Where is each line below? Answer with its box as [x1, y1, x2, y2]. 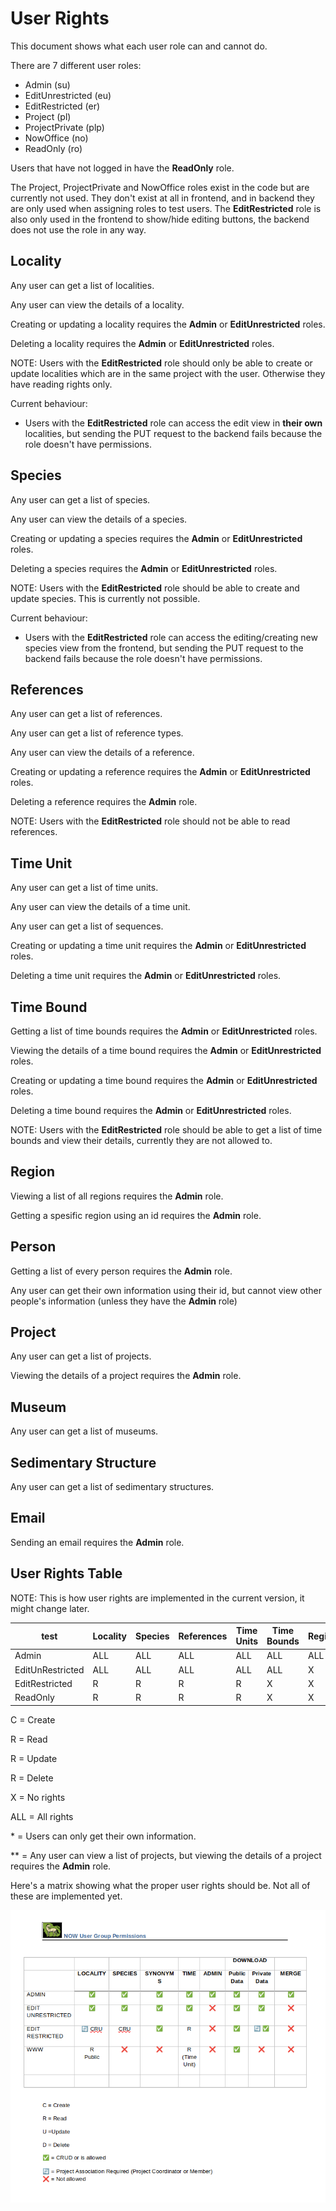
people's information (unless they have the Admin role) [10, 1295, 238, 1307]
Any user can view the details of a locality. [10, 298, 185, 311]
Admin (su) [24, 78, 71, 91]
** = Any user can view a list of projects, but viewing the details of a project [10, 1849, 322, 1861]
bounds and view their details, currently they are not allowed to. [10, 1135, 273, 1146]
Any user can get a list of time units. [10, 882, 159, 894]
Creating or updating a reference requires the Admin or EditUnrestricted [10, 766, 311, 778]
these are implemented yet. [10, 1890, 123, 1902]
